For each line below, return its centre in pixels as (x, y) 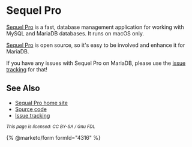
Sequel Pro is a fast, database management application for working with (95, 27)
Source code (31, 109)
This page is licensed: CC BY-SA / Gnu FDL (51, 127)
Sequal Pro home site (41, 103)
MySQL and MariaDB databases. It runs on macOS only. (75, 33)
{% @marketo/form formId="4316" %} (53, 137)
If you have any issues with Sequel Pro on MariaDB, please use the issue (96, 63)
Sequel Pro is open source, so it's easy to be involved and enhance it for (96, 45)
